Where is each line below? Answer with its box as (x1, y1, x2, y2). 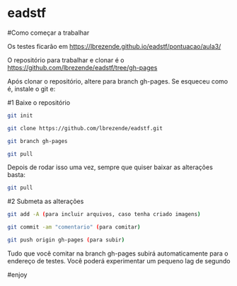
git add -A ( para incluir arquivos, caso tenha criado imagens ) (7, 211, 201, 218)
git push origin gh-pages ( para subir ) (7, 236, 125, 244)
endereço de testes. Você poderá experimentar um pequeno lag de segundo (7, 256, 231, 265)
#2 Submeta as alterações (7, 197, 84, 206)
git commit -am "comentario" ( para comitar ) (7, 224, 141, 231)
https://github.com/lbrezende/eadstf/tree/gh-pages (7, 63, 158, 71)
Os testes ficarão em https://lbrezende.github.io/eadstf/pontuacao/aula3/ (7, 42, 221, 50)
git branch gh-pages (7, 137, 69, 144)
